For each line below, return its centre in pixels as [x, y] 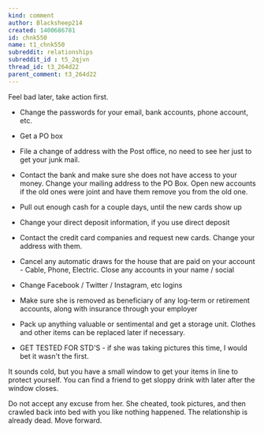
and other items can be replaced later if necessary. [102, 332]
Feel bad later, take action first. [58, 96]
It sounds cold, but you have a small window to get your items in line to [123, 371]
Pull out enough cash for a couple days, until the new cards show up [131, 207]
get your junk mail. [50, 160]
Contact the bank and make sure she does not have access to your [128, 175]
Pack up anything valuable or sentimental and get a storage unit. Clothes [138, 324]
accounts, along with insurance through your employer [108, 308]
